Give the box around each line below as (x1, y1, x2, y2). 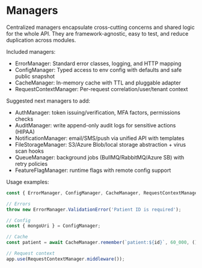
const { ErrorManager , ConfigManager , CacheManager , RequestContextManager (6, 190, 200, 196)
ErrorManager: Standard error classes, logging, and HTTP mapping (14, 60, 182, 67)
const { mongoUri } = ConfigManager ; (6, 223, 101, 229)
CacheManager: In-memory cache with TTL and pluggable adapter (14, 79, 182, 86)
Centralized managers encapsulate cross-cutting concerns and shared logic (6, 24, 195, 31)
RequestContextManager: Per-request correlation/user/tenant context (14, 85, 188, 92)
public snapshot (14, 72, 55, 80)
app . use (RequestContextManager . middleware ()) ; (6, 256, 125, 262)
